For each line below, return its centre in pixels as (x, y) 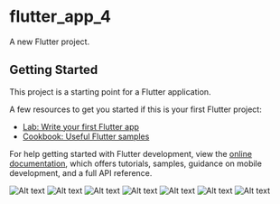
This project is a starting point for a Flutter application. (110, 91)
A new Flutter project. (50, 42)
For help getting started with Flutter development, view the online (131, 153)
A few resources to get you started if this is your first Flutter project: (135, 109)
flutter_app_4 (60, 17)
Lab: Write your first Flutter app (81, 126)
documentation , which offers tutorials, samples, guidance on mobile (135, 163)
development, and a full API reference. (81, 172)
